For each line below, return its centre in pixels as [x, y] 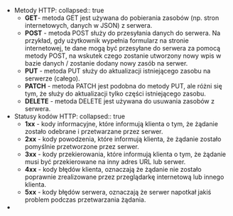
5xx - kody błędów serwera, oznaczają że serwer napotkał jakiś [118, 192]
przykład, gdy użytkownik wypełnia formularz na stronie [107, 41]
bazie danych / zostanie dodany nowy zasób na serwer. [106, 63]
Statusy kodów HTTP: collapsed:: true [70, 116]
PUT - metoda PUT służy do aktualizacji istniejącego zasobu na [118, 71]
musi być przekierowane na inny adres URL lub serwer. [105, 162]
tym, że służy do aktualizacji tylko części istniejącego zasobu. [115, 93]
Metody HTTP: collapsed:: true [59, 10]
